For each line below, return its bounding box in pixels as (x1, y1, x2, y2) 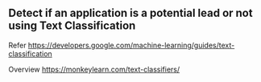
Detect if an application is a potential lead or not (8, 6, 253, 20)
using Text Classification (8, 19, 136, 33)
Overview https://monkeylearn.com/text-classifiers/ (8, 64, 180, 74)
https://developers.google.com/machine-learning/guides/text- (27, 40, 235, 50)
